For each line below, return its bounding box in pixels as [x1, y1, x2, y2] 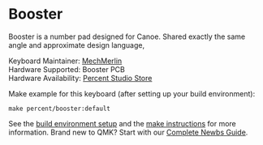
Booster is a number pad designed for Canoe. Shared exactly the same [8, 32, 246, 41]
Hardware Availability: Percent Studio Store [8, 73, 153, 83]
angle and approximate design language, [8, 40, 145, 49]
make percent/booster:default [8, 104, 111, 113]
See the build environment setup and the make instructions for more [8, 118, 237, 128]
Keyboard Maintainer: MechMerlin [8, 56, 123, 66]
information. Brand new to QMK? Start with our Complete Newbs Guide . [8, 127, 248, 137]
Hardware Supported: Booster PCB [8, 64, 126, 74]
